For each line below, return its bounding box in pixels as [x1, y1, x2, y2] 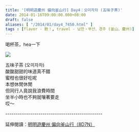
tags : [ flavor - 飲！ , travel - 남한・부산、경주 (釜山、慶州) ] [5, 27, 134, 32]
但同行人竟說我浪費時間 [5, 88, 55, 94]
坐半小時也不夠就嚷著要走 [5, 94, 59, 100]
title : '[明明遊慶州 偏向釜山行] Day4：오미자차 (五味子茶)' [5, 7, 123, 13]
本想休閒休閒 [5, 81, 32, 87]
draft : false [5, 17, 33, 22]
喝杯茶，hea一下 [5, 42, 41, 48]
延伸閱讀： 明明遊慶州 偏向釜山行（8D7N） [5, 121, 95, 127]
